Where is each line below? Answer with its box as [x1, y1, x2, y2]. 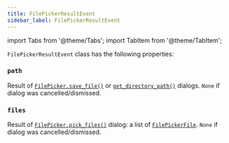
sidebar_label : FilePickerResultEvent [7, 17, 120, 24]
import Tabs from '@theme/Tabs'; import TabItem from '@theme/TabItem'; [7, 36, 223, 44]
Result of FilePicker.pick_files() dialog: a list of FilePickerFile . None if [7, 121, 218, 129]
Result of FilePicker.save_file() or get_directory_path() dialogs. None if [7, 81, 221, 90]
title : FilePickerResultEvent [7, 10, 96, 18]
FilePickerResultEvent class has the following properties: [7, 50, 174, 58]
